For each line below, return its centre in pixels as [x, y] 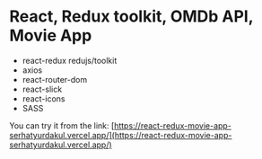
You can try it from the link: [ [62, 125]
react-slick [42, 89]
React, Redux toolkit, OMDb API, [131, 17]
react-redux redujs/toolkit [70, 60]
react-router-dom [55, 79]
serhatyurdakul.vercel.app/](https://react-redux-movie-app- [121, 135]
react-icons [44, 98]
